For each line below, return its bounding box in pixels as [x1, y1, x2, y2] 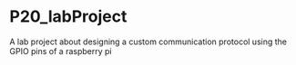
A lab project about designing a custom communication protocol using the [9, 36, 287, 47]
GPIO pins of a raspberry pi [9, 45, 112, 56]
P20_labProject [9, 6, 128, 27]
